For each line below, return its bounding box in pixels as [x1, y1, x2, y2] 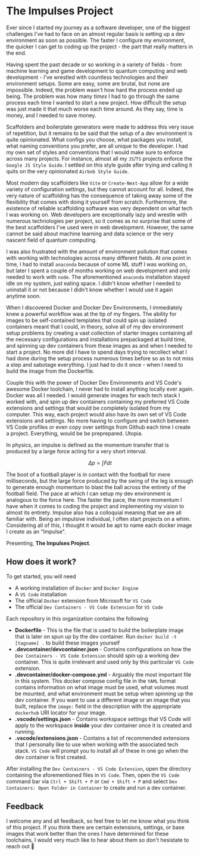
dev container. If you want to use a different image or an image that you [14, 696, 190, 703]
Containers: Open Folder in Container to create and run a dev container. [6, 784, 187, 791]
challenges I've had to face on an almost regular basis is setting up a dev [6, 30, 185, 37]
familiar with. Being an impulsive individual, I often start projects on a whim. [6, 515, 191, 522]
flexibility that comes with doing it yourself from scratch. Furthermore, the [6, 198, 187, 205]
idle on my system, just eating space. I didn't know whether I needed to [6, 280, 182, 287]
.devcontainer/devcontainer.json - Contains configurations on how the [14, 645, 192, 652]
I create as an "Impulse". [6, 527, 67, 535]
